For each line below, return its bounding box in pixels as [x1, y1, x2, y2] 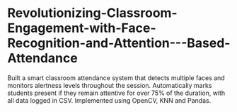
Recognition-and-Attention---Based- [7, 35, 231, 51]
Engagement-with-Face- [7, 20, 157, 36]
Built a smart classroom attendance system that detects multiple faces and [7, 73, 225, 82]
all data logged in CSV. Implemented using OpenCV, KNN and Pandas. [7, 96, 212, 104]
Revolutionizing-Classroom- [7, 5, 178, 21]
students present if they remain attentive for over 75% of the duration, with [7, 89, 226, 97]
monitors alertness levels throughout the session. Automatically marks [7, 81, 212, 89]
